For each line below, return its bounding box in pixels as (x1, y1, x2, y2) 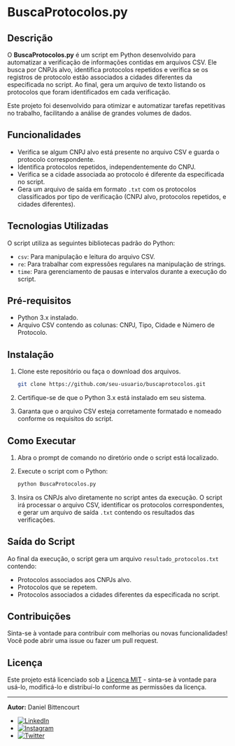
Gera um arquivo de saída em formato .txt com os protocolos (17, 185, 197, 193)
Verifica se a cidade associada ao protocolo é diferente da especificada (17, 170, 225, 179)
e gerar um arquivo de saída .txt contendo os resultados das (17, 508, 195, 516)
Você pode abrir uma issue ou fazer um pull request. (7, 637, 159, 645)
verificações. (17, 516, 55, 524)
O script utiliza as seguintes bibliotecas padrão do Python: (7, 239, 176, 247)
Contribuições (7, 611, 71, 623)
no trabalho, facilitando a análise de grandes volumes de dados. (7, 109, 192, 117)
